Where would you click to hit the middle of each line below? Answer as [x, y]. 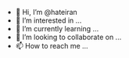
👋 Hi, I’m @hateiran [47, 12]
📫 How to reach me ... [52, 46]
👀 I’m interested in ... [48, 20]
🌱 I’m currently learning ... [57, 29]
